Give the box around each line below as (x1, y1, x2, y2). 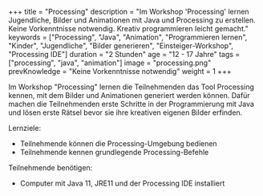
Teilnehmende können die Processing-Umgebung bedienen (19, 139, 218, 148)
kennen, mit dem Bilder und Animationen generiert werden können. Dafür (8, 91, 250, 100)
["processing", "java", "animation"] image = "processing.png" (8, 58, 212, 67)
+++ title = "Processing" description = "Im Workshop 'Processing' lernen (8, 7, 250, 16)
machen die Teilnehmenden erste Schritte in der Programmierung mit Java (8, 100, 255, 108)
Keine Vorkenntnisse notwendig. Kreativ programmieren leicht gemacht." (8, 24, 249, 33)
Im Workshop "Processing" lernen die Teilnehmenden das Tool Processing (8, 82, 255, 92)
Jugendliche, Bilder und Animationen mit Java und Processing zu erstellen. (8, 15, 257, 25)
